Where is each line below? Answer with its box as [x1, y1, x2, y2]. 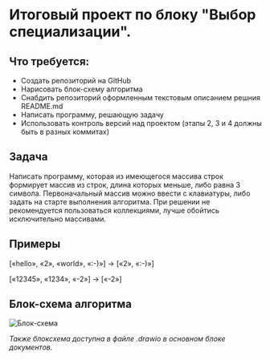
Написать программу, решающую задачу [20, 110, 164, 119]
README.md [20, 102, 63, 111]
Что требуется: [9, 55, 90, 68]
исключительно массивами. [9, 214, 107, 224]
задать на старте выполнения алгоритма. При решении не [9, 196, 211, 206]
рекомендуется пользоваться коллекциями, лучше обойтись [9, 205, 220, 215]
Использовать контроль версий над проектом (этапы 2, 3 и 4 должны [20, 119, 262, 127]
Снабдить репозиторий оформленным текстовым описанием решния [20, 93, 260, 102]
